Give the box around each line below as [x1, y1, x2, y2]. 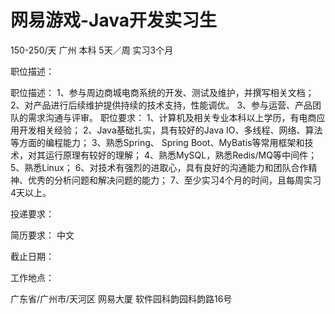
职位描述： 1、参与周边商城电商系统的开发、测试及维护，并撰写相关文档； [10, 86, 315, 98]
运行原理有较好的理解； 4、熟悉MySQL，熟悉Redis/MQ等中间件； [44, 149, 317, 161]
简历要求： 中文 [10, 229, 75, 241]
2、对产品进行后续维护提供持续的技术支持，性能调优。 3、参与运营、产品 [10, 99, 313, 111]
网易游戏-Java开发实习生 [10, 9, 218, 32]
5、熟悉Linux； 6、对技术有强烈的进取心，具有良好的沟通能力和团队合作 [10, 161, 309, 173]
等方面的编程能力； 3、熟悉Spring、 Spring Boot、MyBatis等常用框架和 [10, 136, 305, 148]
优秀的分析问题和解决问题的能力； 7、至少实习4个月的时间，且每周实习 [27, 174, 322, 186]
